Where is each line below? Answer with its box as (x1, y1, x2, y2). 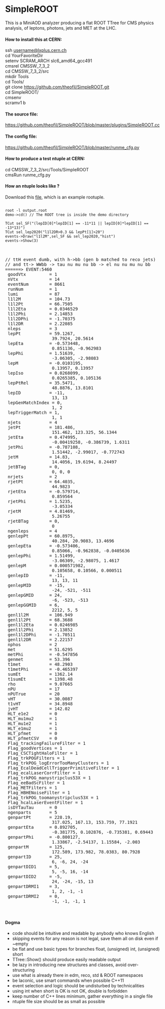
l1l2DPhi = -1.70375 (7, 316, 75, 321)
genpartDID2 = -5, (7, 874, 63, 879)
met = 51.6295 (7, 647, 73, 652)
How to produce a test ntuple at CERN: (5, 155, 85, 161)
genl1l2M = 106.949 (7, 612, 73, 618)
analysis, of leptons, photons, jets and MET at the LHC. (5, 25, 117, 31)
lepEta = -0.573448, (7, 341, 81, 346)
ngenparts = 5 (7, 810, 58, 815)
